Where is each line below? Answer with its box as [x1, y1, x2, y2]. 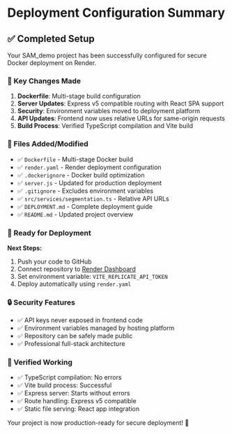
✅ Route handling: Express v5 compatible [17, 397, 137, 405]
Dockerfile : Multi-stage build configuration [17, 92, 141, 101]
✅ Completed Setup [7, 33, 95, 45]
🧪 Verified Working [7, 358, 73, 368]
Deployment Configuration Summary [7, 5, 225, 21]
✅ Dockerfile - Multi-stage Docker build [17, 155, 134, 164]
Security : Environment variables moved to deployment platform [17, 107, 201, 115]
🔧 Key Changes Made [7, 75, 82, 85]
